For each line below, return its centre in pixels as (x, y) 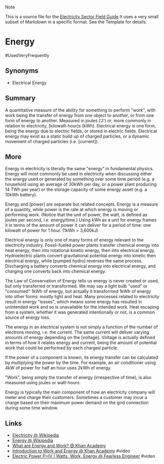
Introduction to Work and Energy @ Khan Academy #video (71, 451)
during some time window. (32, 408)
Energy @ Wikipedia (33, 440)
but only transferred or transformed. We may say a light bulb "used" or (76, 286)
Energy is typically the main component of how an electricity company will (80, 392)
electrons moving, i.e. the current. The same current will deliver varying (77, 332)
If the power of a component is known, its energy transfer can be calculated (82, 357)
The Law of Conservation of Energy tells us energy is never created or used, (82, 281)
